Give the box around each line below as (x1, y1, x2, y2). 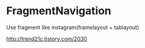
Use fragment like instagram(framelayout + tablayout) (6, 24, 140, 31)
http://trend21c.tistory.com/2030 (6, 35, 87, 42)
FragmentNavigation (6, 4, 111, 18)
